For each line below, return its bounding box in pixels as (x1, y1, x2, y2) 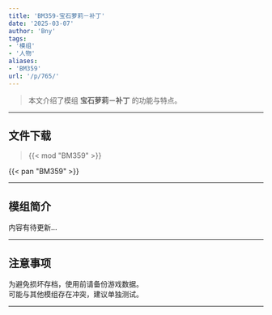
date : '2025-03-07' (8, 19, 74, 28)
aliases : (8, 57, 38, 66)
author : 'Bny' (8, 27, 57, 35)
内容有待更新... (8, 223, 58, 232)
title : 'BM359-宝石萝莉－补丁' (8, 11, 105, 20)
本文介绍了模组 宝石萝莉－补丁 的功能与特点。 (28, 95, 182, 105)
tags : (8, 34, 27, 43)
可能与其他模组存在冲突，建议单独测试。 (8, 289, 143, 300)
